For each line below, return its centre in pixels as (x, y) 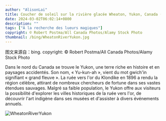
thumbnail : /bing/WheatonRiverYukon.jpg (47, 38)
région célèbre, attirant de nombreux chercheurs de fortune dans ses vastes (83, 82)
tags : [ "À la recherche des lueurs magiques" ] (54, 28)
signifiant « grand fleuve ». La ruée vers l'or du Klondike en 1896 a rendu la (82, 78)
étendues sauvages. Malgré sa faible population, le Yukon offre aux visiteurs (83, 88)
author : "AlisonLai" (26, 10)
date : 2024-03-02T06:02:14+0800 (38, 19)
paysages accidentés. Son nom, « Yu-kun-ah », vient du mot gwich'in (76, 72)
